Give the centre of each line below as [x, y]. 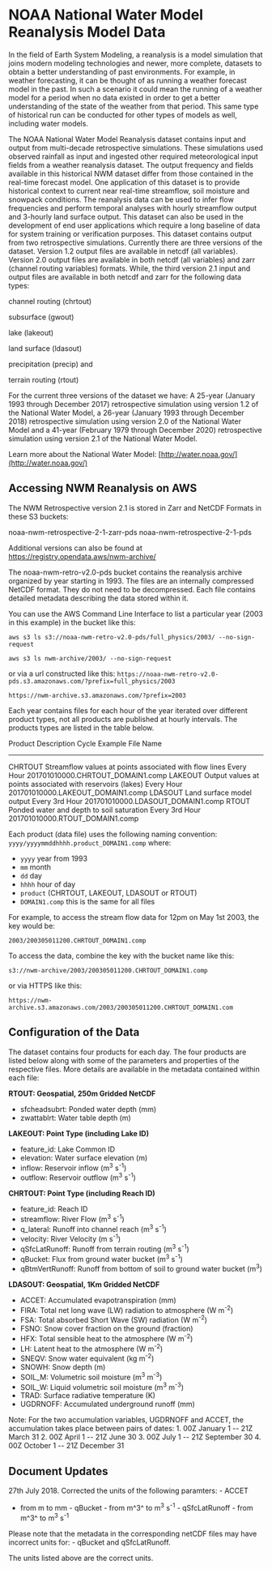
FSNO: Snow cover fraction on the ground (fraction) [106, 1329]
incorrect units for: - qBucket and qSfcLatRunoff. [90, 1542]
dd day [31, 875]
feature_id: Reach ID [54, 1208]
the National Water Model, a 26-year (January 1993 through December [126, 413]
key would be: [32, 926]
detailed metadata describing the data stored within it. [98, 598]
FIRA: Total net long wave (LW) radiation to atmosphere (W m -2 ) [127, 1309]
